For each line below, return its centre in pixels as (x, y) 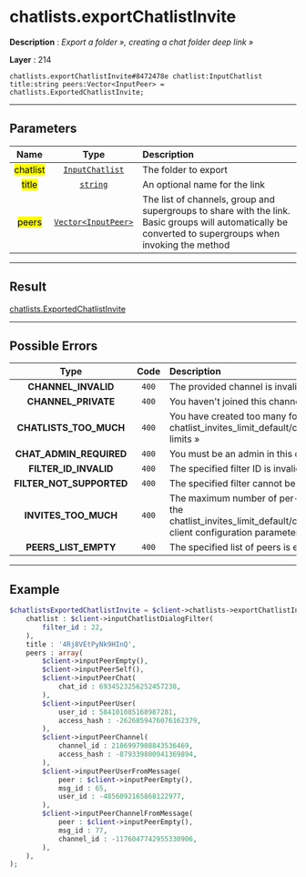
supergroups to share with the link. (217, 210)
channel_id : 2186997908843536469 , (126, 746)
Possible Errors (54, 346)
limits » (184, 439)
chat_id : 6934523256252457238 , (119, 687)
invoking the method (186, 245)
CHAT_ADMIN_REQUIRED (71, 454)
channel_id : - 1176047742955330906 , (127, 839)
